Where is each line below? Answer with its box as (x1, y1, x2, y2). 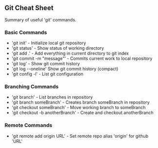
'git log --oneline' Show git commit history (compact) (11, 66, 118, 72)
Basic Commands (4, 29, 47, 36)
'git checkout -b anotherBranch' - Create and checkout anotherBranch (11, 110, 154, 116)
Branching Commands (4, 83, 59, 90)
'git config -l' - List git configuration (11, 71, 83, 77)
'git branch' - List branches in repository (11, 94, 93, 100)
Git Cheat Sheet (4, 4, 54, 12)
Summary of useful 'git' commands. (4, 17, 77, 22)
